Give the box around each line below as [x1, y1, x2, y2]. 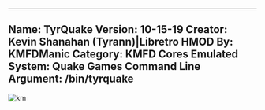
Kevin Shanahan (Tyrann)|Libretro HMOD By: [8, 35, 233, 49]
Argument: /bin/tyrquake [8, 72, 134, 86]
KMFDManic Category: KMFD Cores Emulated [8, 48, 239, 61]
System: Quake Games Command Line [8, 60, 201, 73]
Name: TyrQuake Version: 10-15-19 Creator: [8, 23, 228, 36]
